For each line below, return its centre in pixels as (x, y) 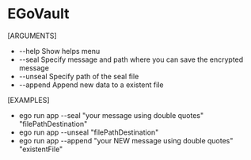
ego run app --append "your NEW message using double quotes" (126, 140)
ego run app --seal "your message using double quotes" (111, 115)
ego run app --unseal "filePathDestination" (89, 132)
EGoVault (38, 14)
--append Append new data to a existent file (91, 85)
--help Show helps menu (59, 51)
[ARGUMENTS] (32, 36)
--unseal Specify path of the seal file (79, 76)
